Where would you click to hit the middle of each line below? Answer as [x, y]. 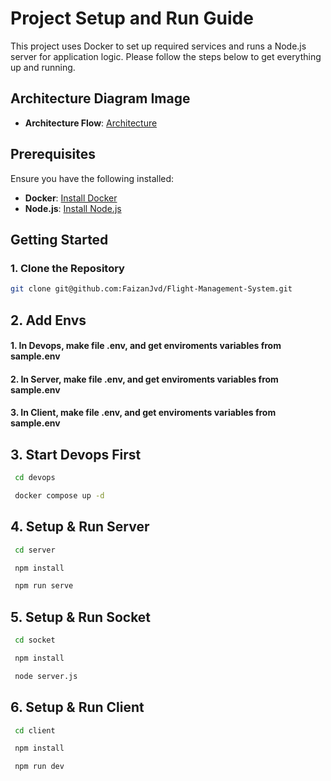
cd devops [35, 478]
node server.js [46, 676]
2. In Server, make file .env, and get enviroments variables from [144, 379]
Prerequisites [53, 154]
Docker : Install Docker [71, 198]
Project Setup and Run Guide [132, 18]
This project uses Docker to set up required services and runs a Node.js [158, 46]
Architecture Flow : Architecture [91, 123]
